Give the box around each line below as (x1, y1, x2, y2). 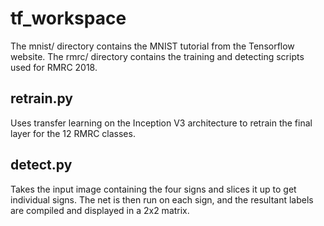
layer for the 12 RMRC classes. (10, 127, 136, 139)
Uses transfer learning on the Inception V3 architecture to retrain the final (10, 117, 313, 129)
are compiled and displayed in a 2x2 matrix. (10, 204, 190, 216)
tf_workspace (10, 7, 127, 30)
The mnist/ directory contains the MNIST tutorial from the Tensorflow (10, 40, 295, 52)
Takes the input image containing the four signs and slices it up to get (10, 183, 297, 195)
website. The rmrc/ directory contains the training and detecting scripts (10, 50, 305, 62)
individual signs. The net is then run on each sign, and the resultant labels (10, 193, 314, 206)
